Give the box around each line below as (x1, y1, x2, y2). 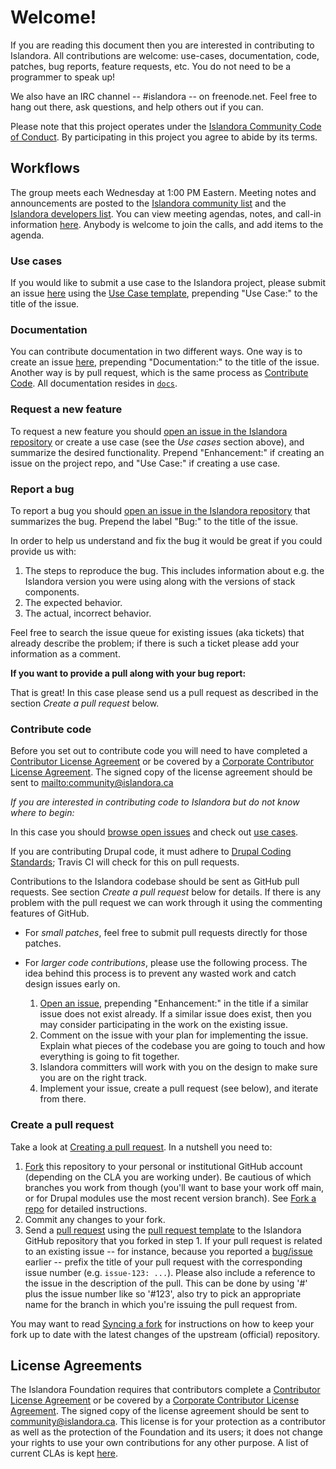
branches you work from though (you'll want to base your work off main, (24, 1181, 324, 1193)
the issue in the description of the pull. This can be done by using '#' (24, 1277, 308, 1289)
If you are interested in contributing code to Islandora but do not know (10, 796, 300, 808)
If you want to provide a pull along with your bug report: (10, 667, 247, 679)
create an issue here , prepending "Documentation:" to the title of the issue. (10, 356, 320, 368)
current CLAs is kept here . (10, 1447, 118, 1460)
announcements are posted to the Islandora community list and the (10, 197, 287, 209)
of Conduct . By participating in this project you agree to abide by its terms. (10, 131, 318, 143)
